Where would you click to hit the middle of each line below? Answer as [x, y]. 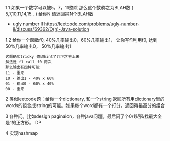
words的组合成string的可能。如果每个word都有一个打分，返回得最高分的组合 [85, 105]
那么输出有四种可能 [22, 67]
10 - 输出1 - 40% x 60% [30, 78]
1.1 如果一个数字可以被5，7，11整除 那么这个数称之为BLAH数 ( [69, 7]
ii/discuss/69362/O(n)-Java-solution [51, 29]
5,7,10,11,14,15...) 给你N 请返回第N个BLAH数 [49, 14]
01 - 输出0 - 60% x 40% [30, 84]
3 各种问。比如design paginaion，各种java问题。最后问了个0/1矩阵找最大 [81, 116]
